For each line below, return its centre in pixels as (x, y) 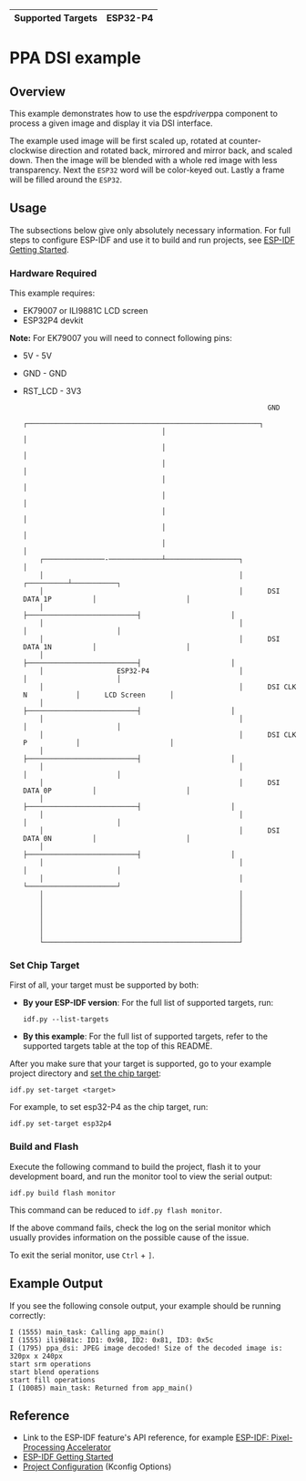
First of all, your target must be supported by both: (104, 985)
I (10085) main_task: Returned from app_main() (102, 1388)
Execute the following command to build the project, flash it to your (135, 1166)
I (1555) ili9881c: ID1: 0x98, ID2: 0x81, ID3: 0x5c (112, 1340)
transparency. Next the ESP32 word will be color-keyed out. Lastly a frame (147, 170)
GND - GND (45, 374)
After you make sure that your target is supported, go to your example (140, 1064)
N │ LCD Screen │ (98, 695)
